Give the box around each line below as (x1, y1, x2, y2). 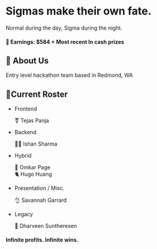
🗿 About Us (5, 56, 49, 66)
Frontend (14, 105, 37, 112)
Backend (14, 129, 37, 136)
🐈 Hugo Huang (14, 170, 53, 178)
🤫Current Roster (5, 89, 68, 99)
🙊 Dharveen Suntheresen (14, 222, 77, 230)
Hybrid (14, 152, 32, 160)
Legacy (14, 210, 33, 218)
